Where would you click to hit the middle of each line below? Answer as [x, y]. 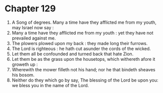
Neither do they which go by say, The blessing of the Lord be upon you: [85, 80]
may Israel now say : [33, 27]
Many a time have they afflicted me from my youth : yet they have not [82, 33]
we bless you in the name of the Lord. [50, 85]
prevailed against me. [34, 38]
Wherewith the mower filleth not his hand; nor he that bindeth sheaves [83, 69]
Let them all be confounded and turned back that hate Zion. [73, 54]
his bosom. [23, 75]
